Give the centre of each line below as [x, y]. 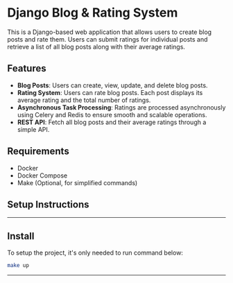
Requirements [38, 152]
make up [18, 266]
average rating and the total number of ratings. [84, 100]
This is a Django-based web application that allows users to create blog [110, 32]
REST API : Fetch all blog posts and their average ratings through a [112, 122]
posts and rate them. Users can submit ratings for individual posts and [107, 39]
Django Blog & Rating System [93, 13]
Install [21, 236]
